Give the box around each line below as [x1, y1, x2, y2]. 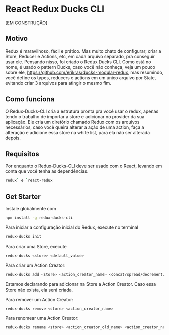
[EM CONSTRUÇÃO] [5, 20, 48, 26]
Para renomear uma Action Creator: [5, 315, 79, 321]
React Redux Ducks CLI [5, 3, 105, 15]
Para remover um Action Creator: [5, 296, 74, 302]
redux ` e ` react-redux [5, 178, 53, 183]
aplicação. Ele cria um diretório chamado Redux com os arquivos [5, 119, 140, 125]
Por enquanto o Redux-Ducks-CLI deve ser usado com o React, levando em [5, 163, 162, 169]
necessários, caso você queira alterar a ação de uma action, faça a [5, 124, 144, 130]
